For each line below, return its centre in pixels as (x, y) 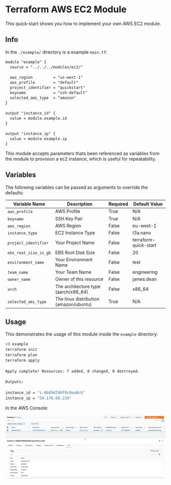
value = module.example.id (38, 118)
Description (80, 204)
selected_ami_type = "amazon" (43, 98)
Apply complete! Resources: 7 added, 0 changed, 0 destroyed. (73, 371)
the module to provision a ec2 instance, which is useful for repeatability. (81, 159)
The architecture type (78, 286)
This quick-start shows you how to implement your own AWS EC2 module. (83, 24)
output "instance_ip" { (31, 134)
